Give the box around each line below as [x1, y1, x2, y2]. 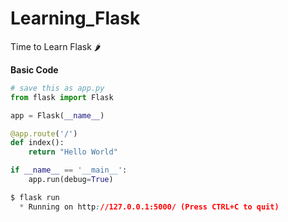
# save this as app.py [10, 83, 105, 93]
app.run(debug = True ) [28, 175, 114, 185]
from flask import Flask [10, 92, 114, 102]
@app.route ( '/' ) [10, 128, 78, 139]
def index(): [10, 138, 65, 148]
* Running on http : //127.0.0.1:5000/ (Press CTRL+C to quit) [19, 202, 280, 212]
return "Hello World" [28, 147, 118, 157]
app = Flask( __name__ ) [10, 110, 105, 121]
